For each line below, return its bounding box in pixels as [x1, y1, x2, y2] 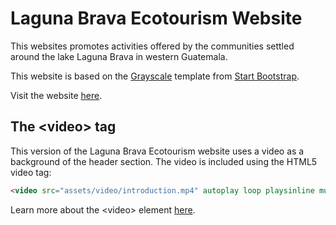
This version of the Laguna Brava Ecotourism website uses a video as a [10, 145, 305, 157]
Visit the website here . [10, 89, 103, 101]
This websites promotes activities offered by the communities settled [10, 40, 295, 52]
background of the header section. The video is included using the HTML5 [10, 155, 318, 167]
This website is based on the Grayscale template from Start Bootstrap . [10, 70, 300, 82]
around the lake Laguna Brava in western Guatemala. [10, 50, 228, 62]
